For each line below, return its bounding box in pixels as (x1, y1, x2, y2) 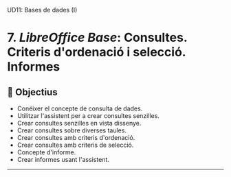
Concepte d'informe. (16, 148, 76, 156)
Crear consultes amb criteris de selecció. (16, 141, 134, 149)
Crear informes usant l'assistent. (16, 156, 110, 163)
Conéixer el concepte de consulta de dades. (16, 104, 143, 113)
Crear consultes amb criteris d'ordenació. (16, 134, 135, 141)
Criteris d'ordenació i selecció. (7, 45, 186, 60)
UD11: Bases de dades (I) (7, 6, 78, 14)
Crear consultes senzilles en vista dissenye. (16, 119, 142, 127)
